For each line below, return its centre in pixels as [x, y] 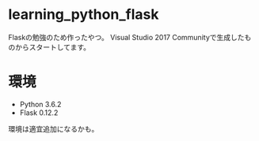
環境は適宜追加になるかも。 [53, 128]
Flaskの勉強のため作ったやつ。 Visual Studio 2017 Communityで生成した [126, 37]
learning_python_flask [84, 15]
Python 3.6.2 [40, 104]
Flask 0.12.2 [39, 113]
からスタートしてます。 [53, 47]
